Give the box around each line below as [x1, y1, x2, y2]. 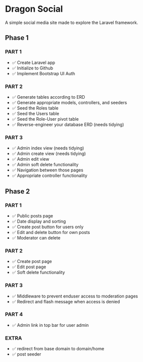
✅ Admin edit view [12, 156, 50, 162]
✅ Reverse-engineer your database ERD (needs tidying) [12, 121, 124, 128]
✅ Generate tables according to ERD [12, 94, 85, 100]
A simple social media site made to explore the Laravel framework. [5, 20, 139, 25]
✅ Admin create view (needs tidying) [12, 150, 86, 157]
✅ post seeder [12, 351, 41, 357]
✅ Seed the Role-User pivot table [12, 116, 79, 122]
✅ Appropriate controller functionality [12, 172, 88, 179]
